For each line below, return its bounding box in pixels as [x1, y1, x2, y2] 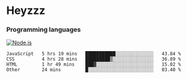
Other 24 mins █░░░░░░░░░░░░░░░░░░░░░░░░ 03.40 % [6, 67, 182, 73]
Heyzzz [6, 4, 46, 18]
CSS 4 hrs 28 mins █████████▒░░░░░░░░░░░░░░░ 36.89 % [6, 56, 182, 63]
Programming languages [6, 26, 81, 34]
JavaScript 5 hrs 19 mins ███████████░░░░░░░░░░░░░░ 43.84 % [6, 51, 182, 57]
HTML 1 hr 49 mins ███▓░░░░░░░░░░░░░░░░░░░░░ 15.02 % [6, 61, 182, 67]
